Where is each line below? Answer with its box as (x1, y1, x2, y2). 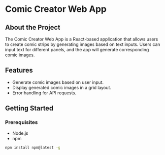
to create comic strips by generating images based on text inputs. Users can (5, 41, 161, 47)
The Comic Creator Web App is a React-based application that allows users (5, 36, 159, 42)
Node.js (12, 130, 29, 136)
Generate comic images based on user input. (12, 79, 104, 85)
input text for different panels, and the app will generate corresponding (5, 47, 149, 52)
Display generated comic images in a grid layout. (12, 84, 112, 90)
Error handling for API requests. (12, 90, 77, 96)
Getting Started (5, 104, 54, 113)
